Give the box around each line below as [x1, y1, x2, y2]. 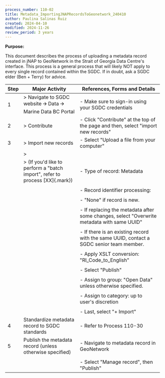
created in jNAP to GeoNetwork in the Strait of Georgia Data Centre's [5, 58, 145, 64]
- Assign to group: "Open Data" [80, 276, 153, 283]
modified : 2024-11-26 [5, 26, 50, 30]
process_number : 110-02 [5, 7, 54, 12]
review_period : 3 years [5, 30, 54, 35]
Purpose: [5, 44, 25, 49]
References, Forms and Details [82, 85, 156, 92]
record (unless [23, 343, 57, 349]
